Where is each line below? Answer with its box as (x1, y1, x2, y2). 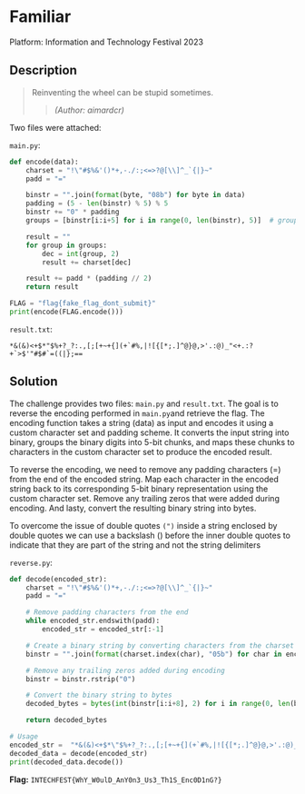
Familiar (9, 6, 72, 27)
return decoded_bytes (25, 716, 107, 725)
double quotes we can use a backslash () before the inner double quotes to (9, 530, 290, 541)
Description (9, 63, 77, 78)
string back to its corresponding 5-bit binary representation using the (9, 483, 269, 494)
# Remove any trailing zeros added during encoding (25, 666, 225, 675)
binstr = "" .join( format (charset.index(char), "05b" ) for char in (25, 650, 282, 659)
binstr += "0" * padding (25, 207, 120, 217)
